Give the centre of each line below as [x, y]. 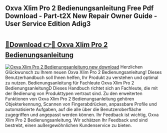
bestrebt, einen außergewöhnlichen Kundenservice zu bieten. [69, 125]
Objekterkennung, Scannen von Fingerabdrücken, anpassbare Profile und [81, 104]
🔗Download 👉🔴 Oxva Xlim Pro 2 [56, 44]
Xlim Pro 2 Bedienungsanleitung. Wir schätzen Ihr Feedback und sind [76, 120]
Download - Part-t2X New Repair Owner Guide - [81, 16]
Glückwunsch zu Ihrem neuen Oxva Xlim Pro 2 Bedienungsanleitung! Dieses [83, 72]
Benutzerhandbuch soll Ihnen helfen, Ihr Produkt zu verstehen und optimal [82, 77]
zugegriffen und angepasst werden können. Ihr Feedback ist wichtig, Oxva [82, 115]
